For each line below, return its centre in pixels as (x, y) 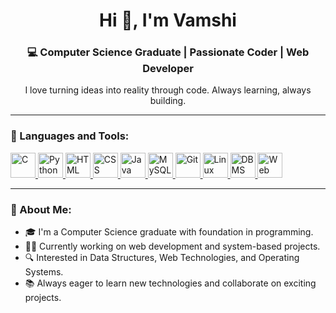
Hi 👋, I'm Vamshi (168, 20)
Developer (168, 69)
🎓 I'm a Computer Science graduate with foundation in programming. (169, 232)
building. (168, 101)
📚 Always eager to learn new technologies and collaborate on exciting (170, 283)
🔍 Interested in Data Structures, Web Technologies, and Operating (162, 258)
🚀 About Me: (41, 209)
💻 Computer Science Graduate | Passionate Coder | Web (168, 52)
